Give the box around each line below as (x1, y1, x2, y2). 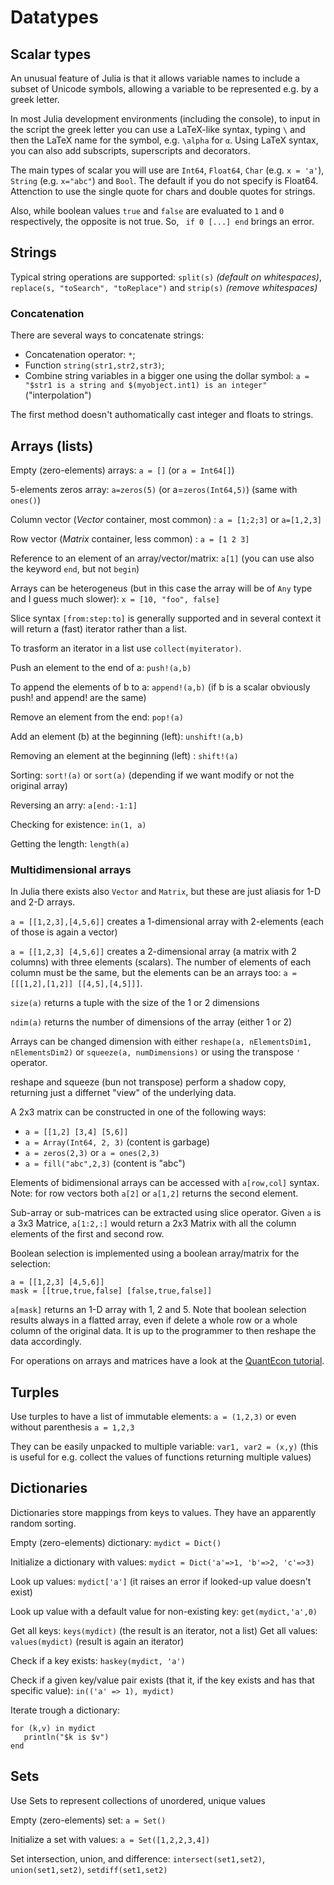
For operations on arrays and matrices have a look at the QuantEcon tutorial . (10, 1355, 325, 1367)
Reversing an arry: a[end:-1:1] (10, 799, 138, 811)
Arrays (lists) (10, 437, 94, 455)
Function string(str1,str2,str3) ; (24, 359, 165, 371)
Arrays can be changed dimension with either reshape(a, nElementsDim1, (10, 1036, 313, 1048)
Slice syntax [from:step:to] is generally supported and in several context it (10, 612, 322, 624)
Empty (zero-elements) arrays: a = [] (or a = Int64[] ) (10, 464, 235, 476)
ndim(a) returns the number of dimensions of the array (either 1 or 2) (10, 1016, 293, 1028)
